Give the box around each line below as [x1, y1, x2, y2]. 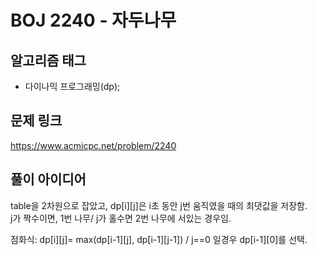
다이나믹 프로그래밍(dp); [24, 81, 121, 92]
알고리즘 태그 [10, 52, 87, 69]
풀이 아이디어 [10, 171, 87, 188]
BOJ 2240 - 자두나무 [10, 9, 177, 32]
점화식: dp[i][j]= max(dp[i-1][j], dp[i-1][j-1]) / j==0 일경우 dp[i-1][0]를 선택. [10, 233, 308, 245]
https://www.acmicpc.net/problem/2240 [10, 139, 177, 151]
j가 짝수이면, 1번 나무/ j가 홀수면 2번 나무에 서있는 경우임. [10, 212, 232, 224]
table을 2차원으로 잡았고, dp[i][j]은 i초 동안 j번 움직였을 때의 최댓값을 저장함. [10, 199, 308, 211]
